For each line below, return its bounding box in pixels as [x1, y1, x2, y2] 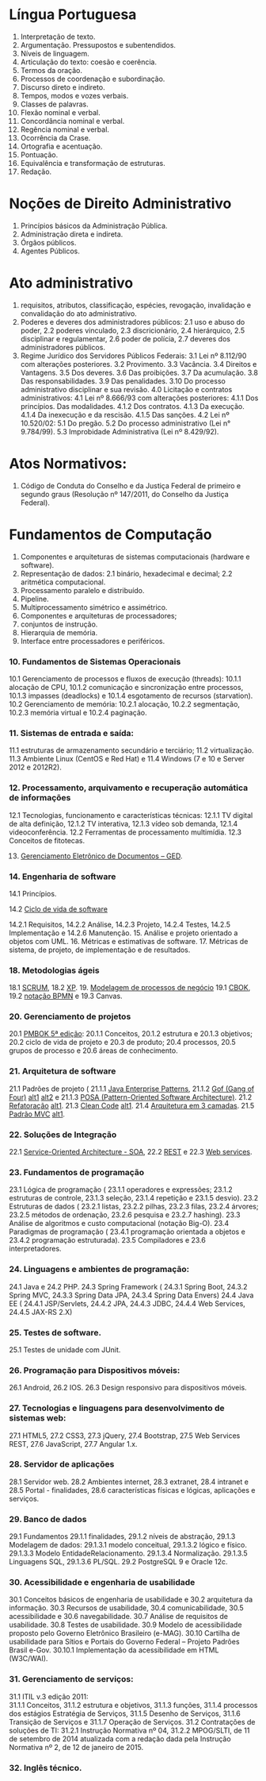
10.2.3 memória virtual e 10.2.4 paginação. [9, 707, 147, 717]
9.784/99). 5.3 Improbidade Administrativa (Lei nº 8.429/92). [20, 426, 219, 436]
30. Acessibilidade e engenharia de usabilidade [9, 1577, 196, 1588]
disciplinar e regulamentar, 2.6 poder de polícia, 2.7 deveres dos [20, 333, 230, 343]
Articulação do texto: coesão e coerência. [20, 57, 158, 67]
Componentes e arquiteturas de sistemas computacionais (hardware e [20, 552, 250, 561]
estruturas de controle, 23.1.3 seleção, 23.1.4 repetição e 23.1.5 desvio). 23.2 [9, 1193, 259, 1203]
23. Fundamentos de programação [9, 1166, 145, 1178]
